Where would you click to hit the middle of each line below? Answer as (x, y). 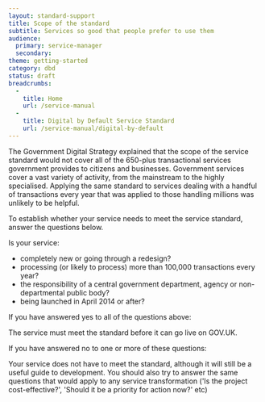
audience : (25, 38)
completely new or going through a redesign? (95, 258)
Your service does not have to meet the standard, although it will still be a (130, 363)
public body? (88, 292)
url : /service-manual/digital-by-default (93, 128)
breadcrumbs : (30, 83)
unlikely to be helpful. (44, 203)
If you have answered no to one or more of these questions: (108, 348)
